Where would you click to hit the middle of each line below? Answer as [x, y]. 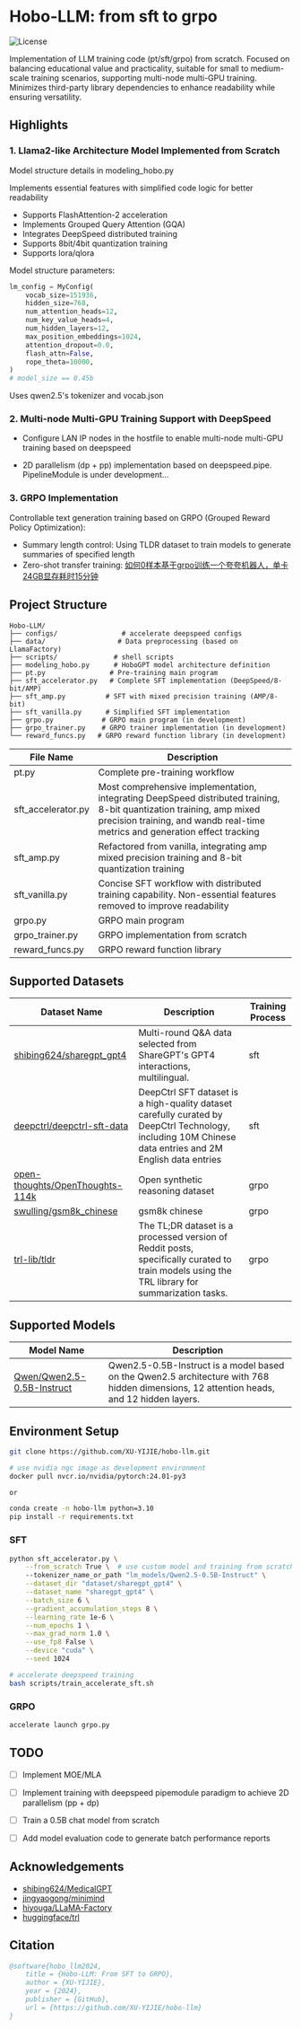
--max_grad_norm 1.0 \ [68, 1634]
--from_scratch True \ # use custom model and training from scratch [160, 1567]
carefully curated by [181, 1115]
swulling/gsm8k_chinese [66, 1211]
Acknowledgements [67, 1867]
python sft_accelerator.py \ [64, 1559]
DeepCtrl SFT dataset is [189, 1093]
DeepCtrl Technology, [185, 1126]
